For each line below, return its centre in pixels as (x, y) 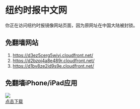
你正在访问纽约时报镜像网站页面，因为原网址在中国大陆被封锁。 (71, 25)
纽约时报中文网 (36, 10)
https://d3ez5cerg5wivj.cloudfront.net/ (53, 55)
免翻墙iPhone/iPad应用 (41, 83)
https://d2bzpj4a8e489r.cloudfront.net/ (53, 61)
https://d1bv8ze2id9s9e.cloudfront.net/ (53, 66)
